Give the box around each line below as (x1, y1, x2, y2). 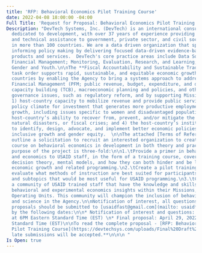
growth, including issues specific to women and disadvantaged (11, 109, 173, 115)
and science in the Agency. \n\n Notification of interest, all (11, 198, 171, 204)
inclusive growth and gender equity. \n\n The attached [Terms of (11, 131, 182, 138)
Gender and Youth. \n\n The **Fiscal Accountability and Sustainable (11, 64, 185, 71)
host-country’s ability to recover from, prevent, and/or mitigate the (11, 115, 195, 121)
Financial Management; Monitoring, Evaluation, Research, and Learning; (11, 59, 198, 65)
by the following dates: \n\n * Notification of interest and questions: (11, 209, 195, 216)
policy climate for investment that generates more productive (11, 103, 173, 110)
